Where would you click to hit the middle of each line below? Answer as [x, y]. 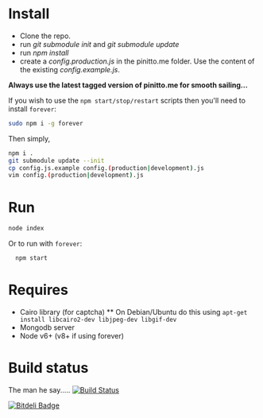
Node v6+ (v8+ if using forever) [72, 335]
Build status [48, 368]
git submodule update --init [56, 161]
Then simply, [29, 138]
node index [26, 228]
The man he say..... [39, 389]
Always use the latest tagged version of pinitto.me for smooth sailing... [128, 85]
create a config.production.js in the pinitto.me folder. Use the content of [137, 61]
